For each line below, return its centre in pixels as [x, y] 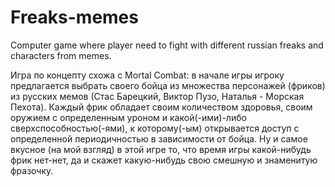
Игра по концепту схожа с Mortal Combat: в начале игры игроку [147, 75]
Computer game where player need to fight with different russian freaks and [167, 45]
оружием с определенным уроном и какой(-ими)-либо [128, 117]
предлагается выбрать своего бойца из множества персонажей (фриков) [168, 85]
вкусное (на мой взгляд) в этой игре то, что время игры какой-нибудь [161, 149]
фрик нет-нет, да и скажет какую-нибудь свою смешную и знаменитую [164, 160]
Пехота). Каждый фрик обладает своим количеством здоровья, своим [161, 107]
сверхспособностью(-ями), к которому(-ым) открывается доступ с [155, 128]
